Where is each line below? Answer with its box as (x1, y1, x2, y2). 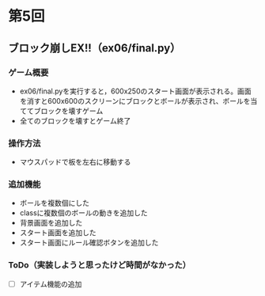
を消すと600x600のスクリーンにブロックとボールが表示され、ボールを (19, 96, 251, 105)
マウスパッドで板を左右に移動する (19, 157, 131, 167)
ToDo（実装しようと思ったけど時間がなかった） (8, 260, 191, 271)
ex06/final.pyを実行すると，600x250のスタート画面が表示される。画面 (19, 86, 252, 96)
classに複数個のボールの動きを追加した (19, 208, 148, 218)
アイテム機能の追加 (19, 279, 82, 289)
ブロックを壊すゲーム (33, 106, 104, 116)
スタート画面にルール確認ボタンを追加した (19, 238, 159, 248)
